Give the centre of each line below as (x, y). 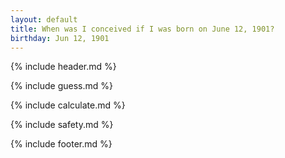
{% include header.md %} (63, 67)
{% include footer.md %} (61, 144)
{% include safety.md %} (62, 125)
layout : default (44, 19)
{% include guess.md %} (61, 86)
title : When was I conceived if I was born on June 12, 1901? (142, 29)
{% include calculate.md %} (68, 105)
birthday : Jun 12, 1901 (60, 38)
